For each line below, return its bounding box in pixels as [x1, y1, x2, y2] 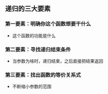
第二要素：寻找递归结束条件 [5, 46, 71, 53]
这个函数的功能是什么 [12, 32, 56, 38]
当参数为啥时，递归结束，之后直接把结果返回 [12, 58, 104, 64]
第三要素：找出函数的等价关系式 [5, 71, 81, 78]
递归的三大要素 [5, 4, 51, 13]
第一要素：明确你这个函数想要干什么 [5, 21, 91, 27]
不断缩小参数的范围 [12, 84, 52, 90]
